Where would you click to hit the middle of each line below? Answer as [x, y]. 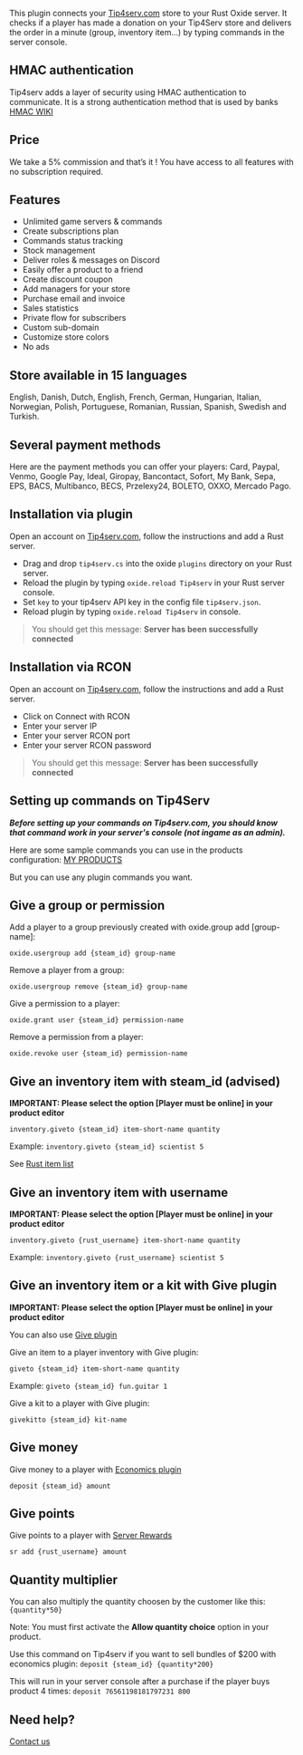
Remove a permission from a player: [76, 1037]
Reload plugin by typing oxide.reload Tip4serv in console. [132, 612]
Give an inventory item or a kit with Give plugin [143, 1286]
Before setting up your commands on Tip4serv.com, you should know [144, 823]
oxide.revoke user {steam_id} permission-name [99, 1054]
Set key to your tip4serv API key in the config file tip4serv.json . [142, 602]
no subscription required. [57, 171]
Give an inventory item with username [119, 1192]
